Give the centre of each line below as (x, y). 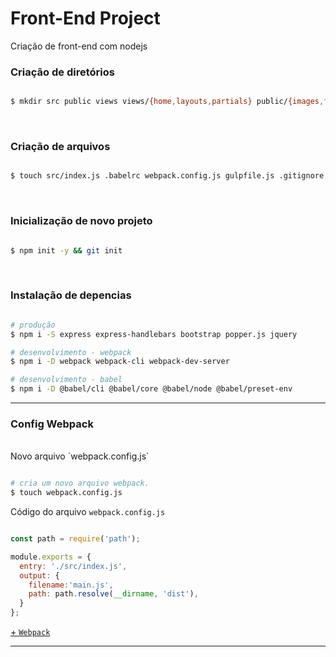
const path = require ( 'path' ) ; (75, 539)
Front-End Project (85, 18)
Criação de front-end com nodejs (79, 46)
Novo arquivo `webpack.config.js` (80, 456)
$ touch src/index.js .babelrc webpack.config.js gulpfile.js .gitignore (167, 176)
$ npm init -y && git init (66, 250)
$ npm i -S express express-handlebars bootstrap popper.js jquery (154, 334)
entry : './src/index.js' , (73, 566)
